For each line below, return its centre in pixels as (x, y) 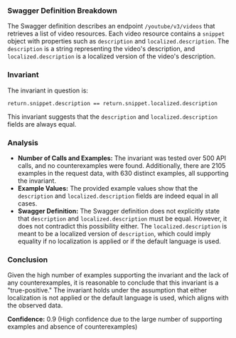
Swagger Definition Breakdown (62, 11)
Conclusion (28, 260)
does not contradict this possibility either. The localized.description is (122, 226)
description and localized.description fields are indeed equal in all (118, 196)
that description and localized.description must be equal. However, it (122, 218)
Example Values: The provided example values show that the (108, 188)
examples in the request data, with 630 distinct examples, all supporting (123, 173)
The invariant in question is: (48, 90)
